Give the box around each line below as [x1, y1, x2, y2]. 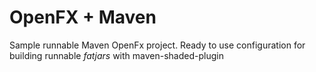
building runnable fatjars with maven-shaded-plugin [9, 49, 224, 61]
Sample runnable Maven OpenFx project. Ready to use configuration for [9, 39, 306, 51]
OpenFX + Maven [9, 6, 157, 29]
